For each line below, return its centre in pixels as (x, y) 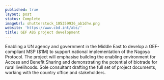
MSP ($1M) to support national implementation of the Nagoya (88, 52)
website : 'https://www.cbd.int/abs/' (44, 28)
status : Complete (23, 19)
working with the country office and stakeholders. (55, 72)
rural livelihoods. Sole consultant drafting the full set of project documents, (81, 67)
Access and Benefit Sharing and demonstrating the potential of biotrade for (81, 62)
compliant (15, 52)
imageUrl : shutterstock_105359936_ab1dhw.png (52, 23)
